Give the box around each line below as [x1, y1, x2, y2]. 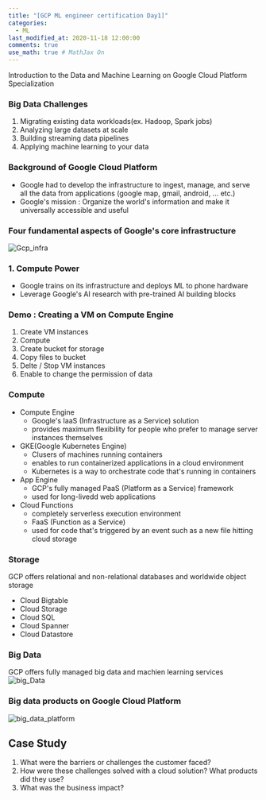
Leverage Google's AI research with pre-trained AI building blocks [19, 289, 237, 299]
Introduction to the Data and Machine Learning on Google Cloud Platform [8, 71, 248, 79]
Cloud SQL [19, 613, 56, 622]
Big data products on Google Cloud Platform [8, 696, 182, 707]
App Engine [19, 474, 58, 485]
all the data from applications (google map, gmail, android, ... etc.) [19, 188, 236, 198]
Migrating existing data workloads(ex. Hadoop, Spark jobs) [19, 117, 213, 126]
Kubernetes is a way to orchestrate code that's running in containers [31, 466, 256, 476]
